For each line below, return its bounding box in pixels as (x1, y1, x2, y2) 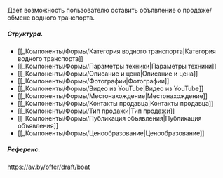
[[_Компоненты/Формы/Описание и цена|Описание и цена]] (17, 69, 198, 78)
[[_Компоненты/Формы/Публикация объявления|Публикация (17, 114, 202, 122)
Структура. (7, 29, 43, 38)
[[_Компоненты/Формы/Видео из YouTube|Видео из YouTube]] (17, 84, 204, 93)
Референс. (7, 145, 41, 153)
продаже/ (182, 6, 212, 14)
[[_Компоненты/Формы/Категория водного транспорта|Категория (17, 47, 216, 55)
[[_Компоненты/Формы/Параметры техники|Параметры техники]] (17, 62, 217, 70)
